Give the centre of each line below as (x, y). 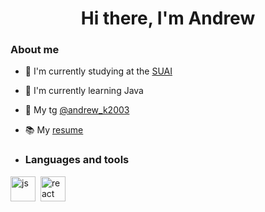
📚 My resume (54, 130)
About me (35, 50)
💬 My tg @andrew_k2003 (77, 110)
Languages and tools (77, 160)
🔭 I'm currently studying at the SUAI (98, 71)
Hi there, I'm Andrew (168, 18)
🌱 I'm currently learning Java (84, 91)
